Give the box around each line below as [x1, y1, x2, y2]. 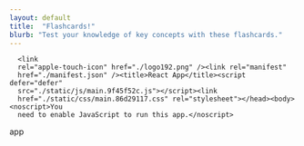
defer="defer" [9, 79, 64, 88]
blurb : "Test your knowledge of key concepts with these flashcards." [9, 30, 283, 39]
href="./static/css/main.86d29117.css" [17, 94, 169, 104]
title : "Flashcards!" [9, 22, 96, 31]
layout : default [9, 13, 71, 23]
